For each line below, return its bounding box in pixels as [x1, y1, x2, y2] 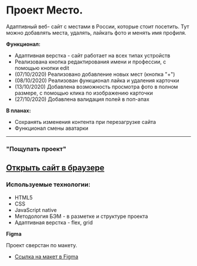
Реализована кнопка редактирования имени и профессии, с [14, 58, 167, 65]
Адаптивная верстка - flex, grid [14, 218, 93, 226]
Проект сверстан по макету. [6, 241, 77, 248]
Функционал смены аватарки [14, 124, 89, 132]
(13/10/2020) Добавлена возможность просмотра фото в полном [14, 83, 178, 90]
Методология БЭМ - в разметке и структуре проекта [14, 213, 148, 220]
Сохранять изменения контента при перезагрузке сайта [14, 118, 157, 125]
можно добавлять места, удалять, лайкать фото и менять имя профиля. [6, 29, 186, 36]
